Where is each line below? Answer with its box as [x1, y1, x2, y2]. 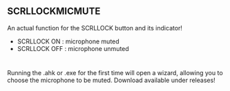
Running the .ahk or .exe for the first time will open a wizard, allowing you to [7, 69, 223, 77]
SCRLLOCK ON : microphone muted [17, 37, 119, 45]
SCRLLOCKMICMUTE [7, 6, 101, 17]
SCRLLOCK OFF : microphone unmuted [17, 44, 129, 52]
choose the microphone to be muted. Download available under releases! [7, 76, 215, 84]
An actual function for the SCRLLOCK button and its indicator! [7, 23, 183, 32]
